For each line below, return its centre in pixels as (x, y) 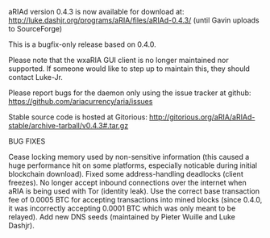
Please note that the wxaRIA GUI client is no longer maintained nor (118, 60)
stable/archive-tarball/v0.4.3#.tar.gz (69, 125)
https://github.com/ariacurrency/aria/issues (81, 101)
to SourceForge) (35, 29)
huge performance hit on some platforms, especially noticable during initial (133, 165)
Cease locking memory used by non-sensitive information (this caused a (129, 157)
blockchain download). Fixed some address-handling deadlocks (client (126, 174)
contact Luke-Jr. (35, 77)
